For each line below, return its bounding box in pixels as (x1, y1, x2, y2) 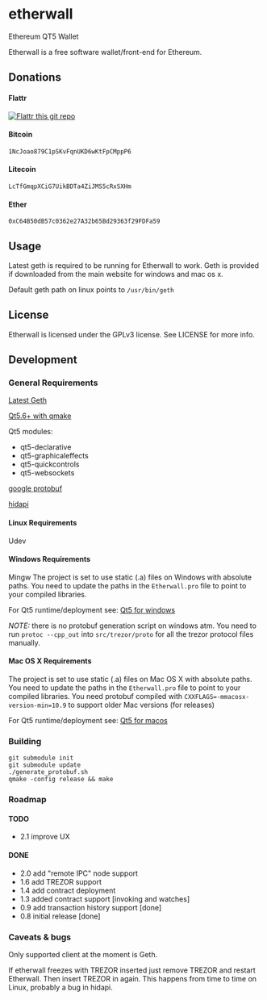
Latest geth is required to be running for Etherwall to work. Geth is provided (8, 260, 260, 270)
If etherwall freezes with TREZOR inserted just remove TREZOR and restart (8, 965, 256, 975)
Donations (8, 70, 62, 85)
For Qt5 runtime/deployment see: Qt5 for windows (8, 605, 176, 614)
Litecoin (8, 165, 36, 174)
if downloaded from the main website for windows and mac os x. (8, 269, 223, 278)
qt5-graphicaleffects (19, 451, 89, 461)
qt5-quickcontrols (19, 459, 80, 469)
